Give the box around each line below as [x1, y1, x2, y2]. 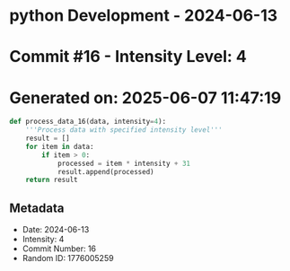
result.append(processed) [57, 167, 154, 176]
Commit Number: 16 [22, 243, 97, 254]
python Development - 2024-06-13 [9, 5, 278, 26]
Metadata [9, 200, 65, 215]
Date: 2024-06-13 [22, 224, 90, 235]
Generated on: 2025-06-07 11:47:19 [9, 87, 282, 108]
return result [25, 176, 78, 185]
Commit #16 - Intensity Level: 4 [9, 47, 247, 67]
